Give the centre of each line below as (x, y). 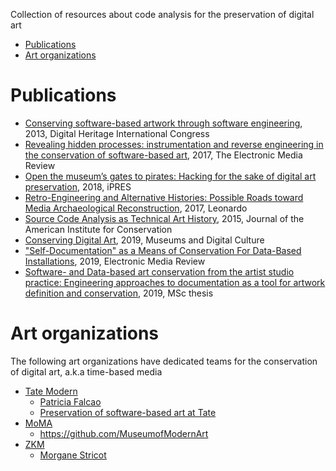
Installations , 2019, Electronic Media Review (115, 261)
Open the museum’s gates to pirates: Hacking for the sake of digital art (170, 176)
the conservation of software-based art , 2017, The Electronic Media (163, 155)
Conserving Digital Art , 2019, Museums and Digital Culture (144, 240)
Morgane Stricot (73, 455)
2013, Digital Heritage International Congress (117, 133)
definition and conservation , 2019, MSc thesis (119, 293)
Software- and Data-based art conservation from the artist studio (159, 271)
